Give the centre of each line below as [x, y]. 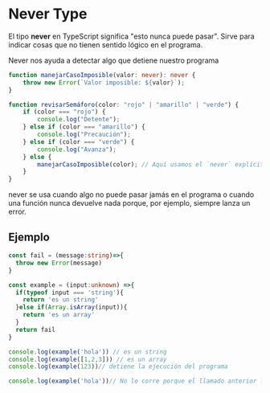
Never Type [48, 14]
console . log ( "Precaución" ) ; [84, 135]
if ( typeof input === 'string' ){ [70, 293]
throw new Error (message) [59, 263]
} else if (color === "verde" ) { [79, 141]
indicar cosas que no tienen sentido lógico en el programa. [106, 44]
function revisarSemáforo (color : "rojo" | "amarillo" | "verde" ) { [124, 104]
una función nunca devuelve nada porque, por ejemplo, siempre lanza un [129, 203]
